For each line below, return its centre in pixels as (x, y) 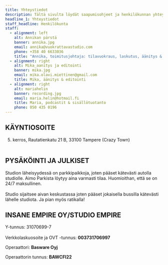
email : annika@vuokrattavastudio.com (53, 47)
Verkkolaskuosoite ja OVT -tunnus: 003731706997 (58, 237)
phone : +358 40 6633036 (39, 51)
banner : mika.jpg (32, 70)
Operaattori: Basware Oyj (31, 247)
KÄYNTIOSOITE (30, 128)
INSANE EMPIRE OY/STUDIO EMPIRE (63, 215)
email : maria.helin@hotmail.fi (47, 98)
